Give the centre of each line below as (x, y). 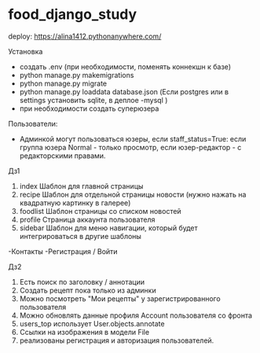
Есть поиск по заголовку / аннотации (82, 281)
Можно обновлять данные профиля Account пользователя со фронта (136, 315)
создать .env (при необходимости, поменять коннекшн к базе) (125, 66)
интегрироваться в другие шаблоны (80, 236)
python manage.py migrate (63, 83)
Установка (26, 51)
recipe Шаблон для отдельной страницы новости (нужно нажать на (133, 194)
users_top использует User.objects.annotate (92, 323)
